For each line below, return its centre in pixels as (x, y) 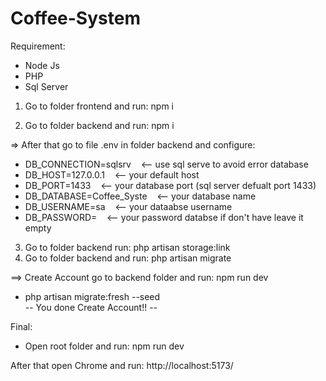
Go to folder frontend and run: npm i (99, 106)
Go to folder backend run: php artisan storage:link (127, 247)
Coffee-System (75, 18)
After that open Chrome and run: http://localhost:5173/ (122, 365)
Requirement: (38, 46)
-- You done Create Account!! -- (91, 307)
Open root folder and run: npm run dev (104, 346)
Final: (21, 326)
